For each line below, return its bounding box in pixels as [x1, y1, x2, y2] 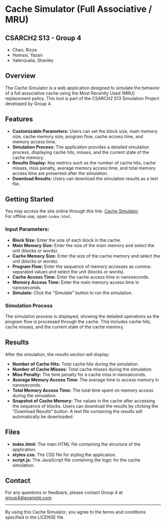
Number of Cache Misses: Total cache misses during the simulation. [12, 366, 153, 372]
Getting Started [5, 195, 54, 204]
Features [5, 115, 33, 123]
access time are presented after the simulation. [12, 170, 109, 176]
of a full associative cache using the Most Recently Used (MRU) [5, 90, 135, 96]
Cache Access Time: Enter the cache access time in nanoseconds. [12, 274, 150, 280]
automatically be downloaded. [12, 414, 74, 420]
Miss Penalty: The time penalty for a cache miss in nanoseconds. [12, 371, 147, 377]
